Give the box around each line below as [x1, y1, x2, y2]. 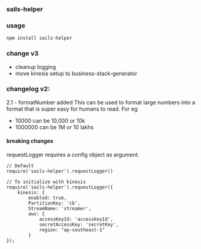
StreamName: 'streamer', [28, 206, 92, 212]
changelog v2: [6, 85, 50, 93]
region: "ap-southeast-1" [38, 227, 105, 233]
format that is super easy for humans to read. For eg [6, 105, 138, 112]
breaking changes [6, 137, 54, 145]
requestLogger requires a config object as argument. [6, 151, 139, 159]
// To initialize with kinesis [6, 179, 86, 185]
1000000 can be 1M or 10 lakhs [15, 123, 94, 131]
